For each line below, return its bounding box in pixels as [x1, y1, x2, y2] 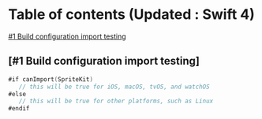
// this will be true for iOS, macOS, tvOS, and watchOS [18, 83, 211, 91]
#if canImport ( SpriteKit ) [8, 75, 93, 84]
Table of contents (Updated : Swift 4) [8, 6, 255, 24]
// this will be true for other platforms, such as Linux [18, 97, 214, 106]
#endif [8, 105, 30, 113]
